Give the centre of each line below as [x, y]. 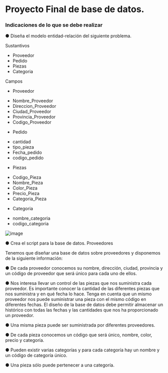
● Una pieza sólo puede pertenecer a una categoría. [60, 365]
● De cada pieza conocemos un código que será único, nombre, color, [79, 335]
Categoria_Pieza [29, 199]
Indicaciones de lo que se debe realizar [54, 25]
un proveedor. [20, 316]
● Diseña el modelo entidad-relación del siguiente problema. [68, 36]
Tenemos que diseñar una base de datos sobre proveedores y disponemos [83, 253]
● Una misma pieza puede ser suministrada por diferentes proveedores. [80, 325]
